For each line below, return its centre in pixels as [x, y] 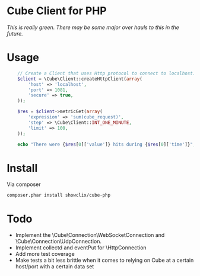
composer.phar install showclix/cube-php [59, 195]
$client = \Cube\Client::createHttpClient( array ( [80, 79]
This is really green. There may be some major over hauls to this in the [93, 27]
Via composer [24, 184]
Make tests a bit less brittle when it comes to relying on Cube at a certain [104, 260]
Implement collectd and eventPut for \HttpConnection [81, 248]
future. [15, 33]
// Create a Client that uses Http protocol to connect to [92, 73]
